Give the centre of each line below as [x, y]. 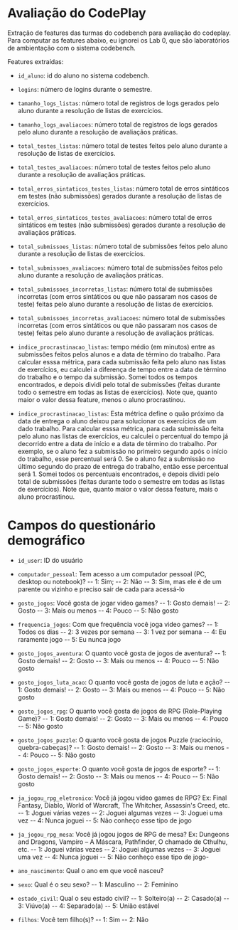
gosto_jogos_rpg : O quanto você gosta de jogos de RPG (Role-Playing [120, 711]
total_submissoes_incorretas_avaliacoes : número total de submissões [121, 317]
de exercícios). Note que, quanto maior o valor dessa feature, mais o [118, 489]
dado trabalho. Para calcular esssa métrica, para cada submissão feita [121, 428]
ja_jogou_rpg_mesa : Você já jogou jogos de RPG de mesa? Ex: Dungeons [123, 834]
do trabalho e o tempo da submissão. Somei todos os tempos [107, 377]
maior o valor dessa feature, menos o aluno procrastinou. [102, 399]
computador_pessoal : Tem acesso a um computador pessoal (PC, [112, 574]
